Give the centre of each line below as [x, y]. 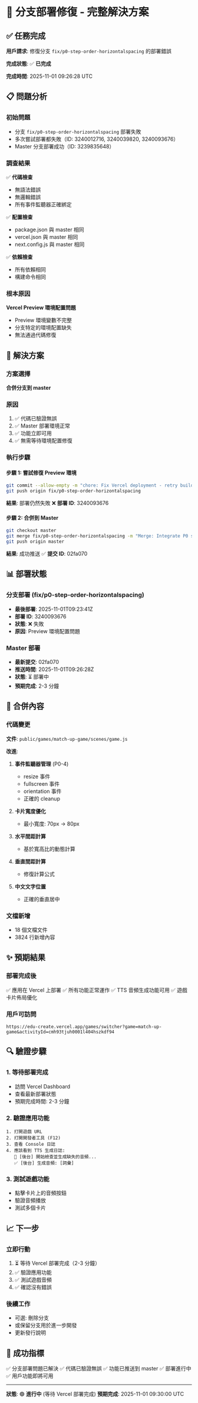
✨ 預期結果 [26, 958]
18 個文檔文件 [31, 929]
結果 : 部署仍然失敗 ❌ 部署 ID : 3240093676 [57, 503]
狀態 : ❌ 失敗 [29, 624]
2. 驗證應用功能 [28, 1118]
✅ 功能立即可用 [33, 433]
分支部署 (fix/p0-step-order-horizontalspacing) [75, 595]
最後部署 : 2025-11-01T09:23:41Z [54, 609]
